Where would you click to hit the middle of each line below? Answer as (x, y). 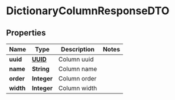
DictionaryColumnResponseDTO (88, 11)
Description (78, 49)
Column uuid (76, 59)
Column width (78, 88)
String (40, 69)
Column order (77, 78)
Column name (78, 69)
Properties (26, 33)
